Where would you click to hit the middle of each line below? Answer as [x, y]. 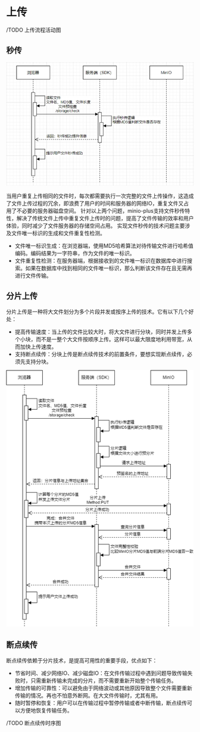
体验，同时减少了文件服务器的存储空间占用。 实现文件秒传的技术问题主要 [96, 225]
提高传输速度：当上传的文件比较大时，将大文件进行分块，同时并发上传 [101, 332]
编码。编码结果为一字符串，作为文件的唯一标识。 [75, 253]
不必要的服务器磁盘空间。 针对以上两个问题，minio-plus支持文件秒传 [101, 211]
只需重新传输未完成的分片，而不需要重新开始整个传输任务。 [104, 680]
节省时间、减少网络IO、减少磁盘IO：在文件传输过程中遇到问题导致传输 [101, 673]
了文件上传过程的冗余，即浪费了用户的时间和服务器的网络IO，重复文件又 [95, 203]
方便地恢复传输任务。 [46, 710]
